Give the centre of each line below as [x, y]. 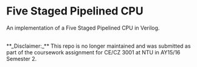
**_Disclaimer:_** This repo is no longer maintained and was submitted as [98, 46]
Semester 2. [22, 59]
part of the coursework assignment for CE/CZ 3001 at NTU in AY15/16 [93, 52]
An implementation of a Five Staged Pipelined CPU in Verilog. [83, 28]
